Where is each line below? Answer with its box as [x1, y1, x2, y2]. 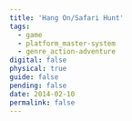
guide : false [9, 73, 59, 82]
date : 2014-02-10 [9, 89, 76, 98]
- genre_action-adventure [17, 47, 117, 56]
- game [17, 30, 43, 39]
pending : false [9, 81, 67, 90]
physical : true [9, 65, 67, 74]
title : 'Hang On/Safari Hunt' [9, 13, 125, 23]
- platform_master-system [17, 38, 117, 48]
